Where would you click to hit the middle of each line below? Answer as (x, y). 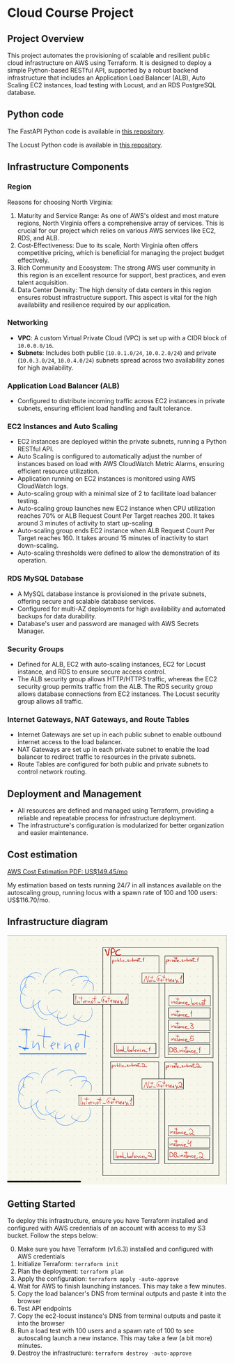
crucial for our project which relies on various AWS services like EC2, (116, 230)
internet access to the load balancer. (70, 742)
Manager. (31, 631)
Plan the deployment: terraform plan (70, 1271)
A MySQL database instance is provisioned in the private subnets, (112, 594)
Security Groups (36, 649)
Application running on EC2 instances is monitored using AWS (107, 479)
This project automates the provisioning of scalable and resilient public (109, 55)
